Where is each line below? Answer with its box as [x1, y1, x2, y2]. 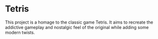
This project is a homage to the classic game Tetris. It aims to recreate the [5, 19, 153, 25]
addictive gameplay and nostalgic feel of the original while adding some [5, 24, 149, 30]
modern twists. [5, 29, 35, 35]
